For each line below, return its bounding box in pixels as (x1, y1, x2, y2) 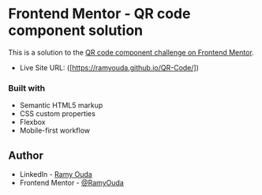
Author (8, 148, 43, 162)
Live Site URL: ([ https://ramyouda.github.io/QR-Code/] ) (19, 62, 200, 72)
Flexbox (19, 118, 46, 127)
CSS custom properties (19, 109, 96, 118)
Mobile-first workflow (19, 126, 91, 135)
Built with (8, 82, 46, 93)
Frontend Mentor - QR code (8, 5, 191, 23)
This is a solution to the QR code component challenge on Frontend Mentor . (8, 47, 254, 57)
